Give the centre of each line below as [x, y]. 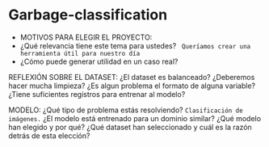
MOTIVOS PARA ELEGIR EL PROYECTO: [86, 37]
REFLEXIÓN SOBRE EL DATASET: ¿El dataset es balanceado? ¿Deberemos [132, 77]
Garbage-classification [88, 15]
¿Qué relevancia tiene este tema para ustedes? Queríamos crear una [135, 45]
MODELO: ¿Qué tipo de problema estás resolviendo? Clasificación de [126, 110]
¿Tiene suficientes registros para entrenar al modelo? [97, 94]
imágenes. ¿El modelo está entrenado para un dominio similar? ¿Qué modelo [134, 118]
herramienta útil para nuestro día [80, 53]
